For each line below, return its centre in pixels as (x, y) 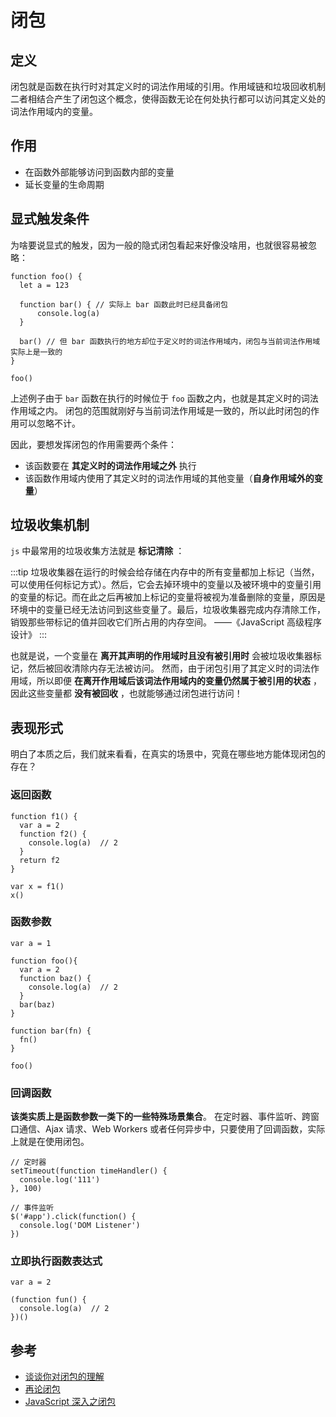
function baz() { (55, 978)
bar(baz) (37, 1004)
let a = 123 (44, 285)
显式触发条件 (50, 219)
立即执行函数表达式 (56, 1261)
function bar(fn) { (51, 1031)
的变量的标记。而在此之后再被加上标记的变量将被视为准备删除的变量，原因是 (168, 597)
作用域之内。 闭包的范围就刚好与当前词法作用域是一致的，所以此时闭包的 (160, 410)
